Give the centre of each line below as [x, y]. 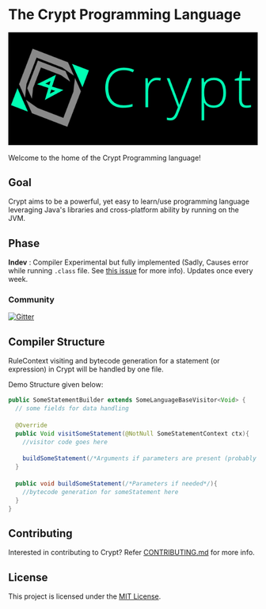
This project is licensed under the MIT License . [85, 596]
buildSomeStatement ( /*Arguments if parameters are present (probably [140, 459]
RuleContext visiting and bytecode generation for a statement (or [114, 361]
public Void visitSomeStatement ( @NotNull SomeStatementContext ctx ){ [132, 433]
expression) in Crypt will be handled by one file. [86, 369]
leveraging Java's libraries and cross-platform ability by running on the [124, 210]
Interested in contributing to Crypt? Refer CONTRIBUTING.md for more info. [131, 553]
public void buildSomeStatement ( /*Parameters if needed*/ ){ [116, 484]
